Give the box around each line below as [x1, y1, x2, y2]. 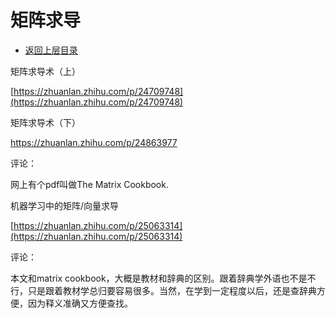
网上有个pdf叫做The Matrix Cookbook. [10, 178, 169, 190]
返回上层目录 [24, 44, 78, 56]
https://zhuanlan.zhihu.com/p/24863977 [10, 136, 178, 148]
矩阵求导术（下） [10, 116, 81, 128]
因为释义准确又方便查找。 [27, 297, 133, 309]
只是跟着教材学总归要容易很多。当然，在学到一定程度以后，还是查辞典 [27, 284, 317, 296]
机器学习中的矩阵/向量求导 [10, 199, 120, 211]
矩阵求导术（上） [10, 65, 81, 77]
